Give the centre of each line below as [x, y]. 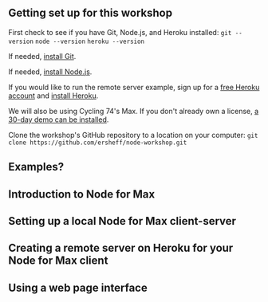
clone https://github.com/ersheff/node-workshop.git [98, 143]
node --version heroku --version [90, 41]
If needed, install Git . [42, 56]
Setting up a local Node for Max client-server [122, 221]
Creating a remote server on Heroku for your [121, 248]
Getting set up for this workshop [91, 13]
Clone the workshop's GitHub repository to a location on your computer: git [133, 135]
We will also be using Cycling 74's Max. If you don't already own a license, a [134, 111]
